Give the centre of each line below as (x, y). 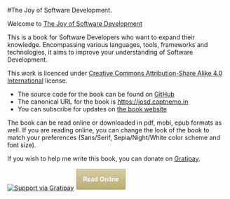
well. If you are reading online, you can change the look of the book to (108, 130)
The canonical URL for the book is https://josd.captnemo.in (103, 102)
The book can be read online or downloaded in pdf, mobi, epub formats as (115, 123)
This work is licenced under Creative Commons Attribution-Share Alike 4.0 (115, 73)
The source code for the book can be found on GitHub (96, 94)
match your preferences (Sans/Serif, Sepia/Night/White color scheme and (114, 137)
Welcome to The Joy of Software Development (75, 23)
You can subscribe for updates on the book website (92, 109)
